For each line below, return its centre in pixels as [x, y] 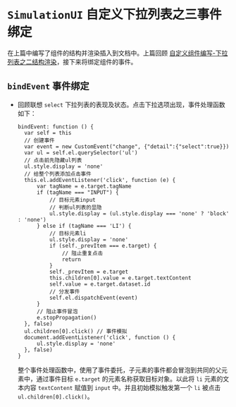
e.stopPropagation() [67, 317]
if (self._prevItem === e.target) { [103, 245]
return [72, 259]
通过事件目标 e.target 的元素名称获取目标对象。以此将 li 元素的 [130, 379]
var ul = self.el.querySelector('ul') [81, 152]
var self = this [48, 133]
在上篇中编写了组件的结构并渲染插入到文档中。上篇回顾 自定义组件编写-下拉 [118, 53]
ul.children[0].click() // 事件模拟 [76, 331]
